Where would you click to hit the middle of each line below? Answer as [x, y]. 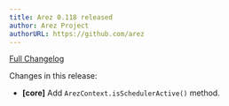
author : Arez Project [49, 26]
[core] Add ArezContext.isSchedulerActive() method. [121, 93]
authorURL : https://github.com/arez [77, 34]
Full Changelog [37, 59]
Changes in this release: [53, 76]
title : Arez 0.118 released [61, 17]
